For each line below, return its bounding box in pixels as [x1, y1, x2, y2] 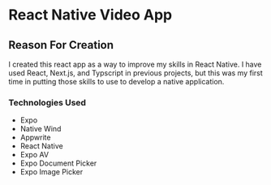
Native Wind [19, 124, 62, 134]
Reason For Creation [8, 38, 114, 52]
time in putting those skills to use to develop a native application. [8, 77, 225, 86]
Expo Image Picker [19, 167, 84, 177]
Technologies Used [8, 97, 87, 108]
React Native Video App [8, 6, 173, 24]
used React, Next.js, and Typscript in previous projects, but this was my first [8, 68, 264, 78]
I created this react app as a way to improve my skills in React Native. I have [8, 59, 262, 69]
